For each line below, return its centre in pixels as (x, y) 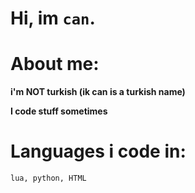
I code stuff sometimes (59, 111)
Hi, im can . (53, 18)
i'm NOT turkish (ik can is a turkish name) (98, 92)
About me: (55, 64)
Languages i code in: (98, 151)
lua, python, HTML (48, 178)
